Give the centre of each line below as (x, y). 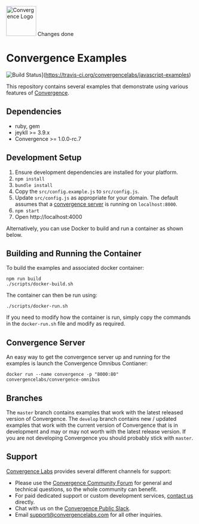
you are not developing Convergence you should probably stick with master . (100, 438)
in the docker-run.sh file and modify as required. (66, 324)
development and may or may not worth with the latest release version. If (96, 431)
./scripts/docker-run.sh (37, 306)
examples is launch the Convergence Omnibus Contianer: (77, 363)
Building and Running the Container (74, 253)
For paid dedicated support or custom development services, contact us (104, 495)
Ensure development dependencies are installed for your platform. (96, 172)
